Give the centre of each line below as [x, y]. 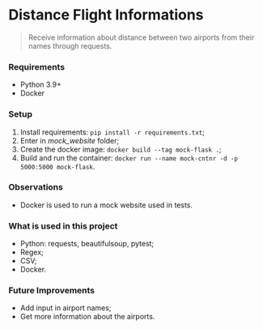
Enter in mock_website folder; [70, 140]
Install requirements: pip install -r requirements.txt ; [112, 132]
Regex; [32, 252]
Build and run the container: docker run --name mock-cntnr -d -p [129, 158]
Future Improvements [52, 291]
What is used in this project [63, 226]
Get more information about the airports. [87, 317]
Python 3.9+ [41, 85]
